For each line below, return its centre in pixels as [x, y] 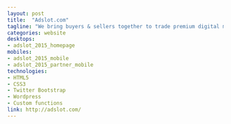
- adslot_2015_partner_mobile [51, 65]
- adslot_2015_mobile [38, 59]
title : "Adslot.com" [38, 20]
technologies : [27, 71]
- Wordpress [24, 97]
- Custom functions [35, 103]
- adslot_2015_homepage [41, 45]
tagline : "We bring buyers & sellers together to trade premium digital [113, 26]
